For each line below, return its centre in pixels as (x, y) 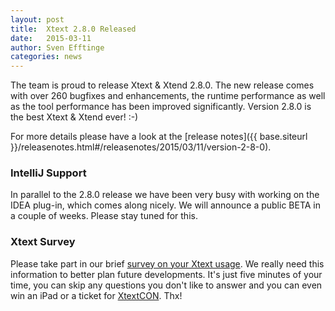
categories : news (46, 57)
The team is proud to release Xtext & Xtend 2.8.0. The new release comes (162, 85)
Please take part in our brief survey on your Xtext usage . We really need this (167, 263)
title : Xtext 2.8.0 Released (73, 29)
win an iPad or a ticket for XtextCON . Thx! (96, 295)
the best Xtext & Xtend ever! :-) (74, 117)
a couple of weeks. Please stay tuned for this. (104, 216)
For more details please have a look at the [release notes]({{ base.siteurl (159, 137)
